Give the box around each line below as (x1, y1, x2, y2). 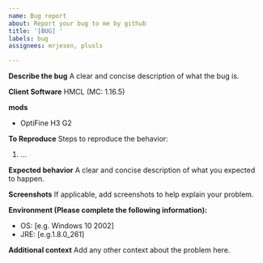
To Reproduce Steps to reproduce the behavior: (8, 134, 168, 144)
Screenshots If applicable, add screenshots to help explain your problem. (8, 189, 254, 199)
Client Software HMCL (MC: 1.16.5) (8, 87, 125, 97)
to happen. (8, 174, 45, 184)
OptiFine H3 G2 (19, 118, 73, 128)
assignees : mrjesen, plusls (8, 42, 104, 50)
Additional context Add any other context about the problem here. (8, 245, 231, 255)
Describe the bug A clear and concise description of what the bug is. (8, 71, 240, 81)
